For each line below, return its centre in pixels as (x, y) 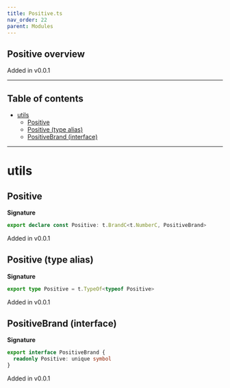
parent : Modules (30, 26)
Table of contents (45, 98)
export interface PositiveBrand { (56, 353)
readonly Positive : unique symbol (62, 359)
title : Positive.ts (35, 13)
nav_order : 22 (27, 20)
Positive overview (46, 54)
